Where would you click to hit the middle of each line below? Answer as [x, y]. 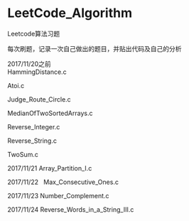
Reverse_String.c [32, 141]
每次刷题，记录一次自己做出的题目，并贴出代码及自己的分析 [94, 48]
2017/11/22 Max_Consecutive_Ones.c [63, 182]
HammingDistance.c [37, 72]
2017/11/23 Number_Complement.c [58, 195]
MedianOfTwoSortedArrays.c [50, 113]
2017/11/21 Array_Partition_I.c [50, 168]
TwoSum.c [23, 154]
